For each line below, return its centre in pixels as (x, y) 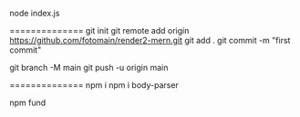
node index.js (35, 13)
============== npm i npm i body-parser (94, 85)
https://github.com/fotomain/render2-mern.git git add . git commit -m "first (150, 40)
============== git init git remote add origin (99, 30)
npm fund (28, 102)
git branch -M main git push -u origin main (89, 68)
